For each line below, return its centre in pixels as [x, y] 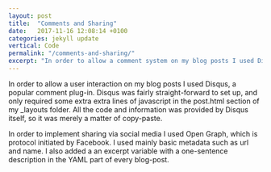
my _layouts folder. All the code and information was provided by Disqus [128, 109]
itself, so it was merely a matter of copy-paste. [85, 118]
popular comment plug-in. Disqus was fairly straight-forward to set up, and [133, 92]
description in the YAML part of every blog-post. [89, 159]
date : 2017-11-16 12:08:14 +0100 [68, 31]
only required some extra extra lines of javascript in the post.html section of [134, 101]
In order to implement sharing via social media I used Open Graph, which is [133, 133]
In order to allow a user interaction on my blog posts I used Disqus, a [122, 84]
